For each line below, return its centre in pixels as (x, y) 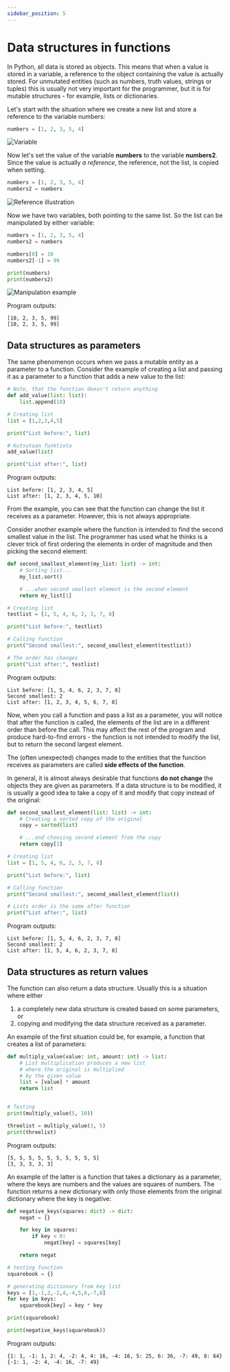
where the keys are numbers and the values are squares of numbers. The (111, 1184)
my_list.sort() (41, 577)
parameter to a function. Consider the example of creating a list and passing (115, 369)
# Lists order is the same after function (69, 907)
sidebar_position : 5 (37, 13)
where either (25, 995)
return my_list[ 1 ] (46, 595)
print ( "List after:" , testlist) (53, 664)
